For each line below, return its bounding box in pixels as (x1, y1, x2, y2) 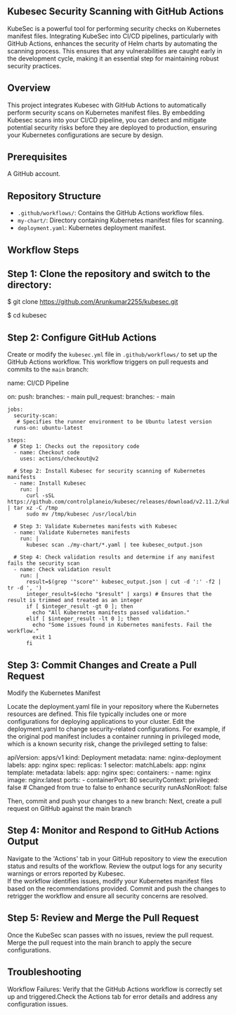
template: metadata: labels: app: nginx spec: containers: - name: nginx (7, 768, 211, 777)
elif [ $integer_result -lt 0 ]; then (25, 615, 140, 623)
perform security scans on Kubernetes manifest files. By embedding (7, 108, 205, 117)
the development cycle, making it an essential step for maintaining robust (7, 54, 219, 63)
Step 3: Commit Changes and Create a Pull (7, 659, 197, 671)
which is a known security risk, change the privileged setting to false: (7, 740, 208, 748)
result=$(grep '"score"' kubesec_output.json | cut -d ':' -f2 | (25, 578, 221, 586)
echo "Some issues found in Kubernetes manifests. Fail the (32, 622, 212, 629)
